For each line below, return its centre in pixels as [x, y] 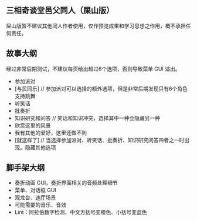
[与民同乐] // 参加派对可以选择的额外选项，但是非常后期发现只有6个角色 [101, 88]
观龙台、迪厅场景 [35, 197]
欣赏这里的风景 [33, 125]
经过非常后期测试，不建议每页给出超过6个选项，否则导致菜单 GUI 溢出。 [93, 69]
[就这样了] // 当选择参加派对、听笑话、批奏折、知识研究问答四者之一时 [99, 140]
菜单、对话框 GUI [35, 190]
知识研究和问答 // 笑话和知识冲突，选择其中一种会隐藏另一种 [87, 118]
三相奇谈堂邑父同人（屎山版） [60, 11]
